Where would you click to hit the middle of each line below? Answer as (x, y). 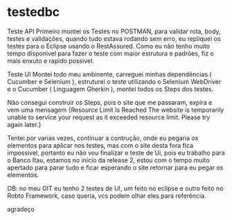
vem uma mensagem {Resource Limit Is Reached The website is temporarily (116, 110)
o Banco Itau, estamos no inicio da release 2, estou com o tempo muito (108, 160)
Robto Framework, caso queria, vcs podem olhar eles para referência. (107, 196)
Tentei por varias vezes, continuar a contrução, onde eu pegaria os (103, 138)
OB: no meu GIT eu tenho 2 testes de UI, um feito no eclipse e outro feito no (115, 188)
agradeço (21, 209)
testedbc (34, 12)
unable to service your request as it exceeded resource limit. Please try (109, 117)
